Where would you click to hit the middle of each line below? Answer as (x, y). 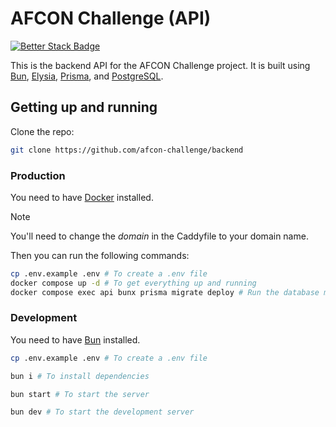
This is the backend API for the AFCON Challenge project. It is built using (160, 65)
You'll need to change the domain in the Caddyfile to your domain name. (159, 236)
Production (38, 175)
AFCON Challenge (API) (111, 18)
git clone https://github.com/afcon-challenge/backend (127, 150)
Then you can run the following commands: (100, 255)
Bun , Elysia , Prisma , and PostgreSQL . (87, 76)
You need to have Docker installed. (82, 197)
